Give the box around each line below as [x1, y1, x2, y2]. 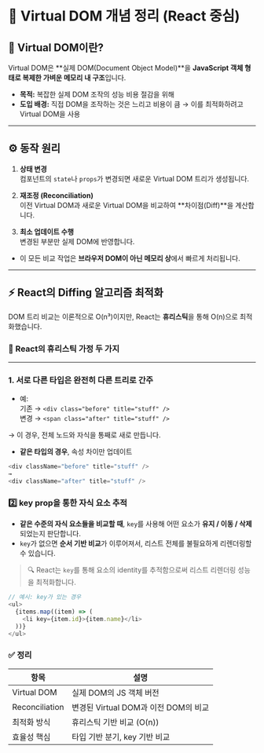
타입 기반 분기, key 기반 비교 [71, 731, 170, 742]
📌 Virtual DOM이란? [8, 41, 104, 54]
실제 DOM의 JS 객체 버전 [71, 687, 159, 698]
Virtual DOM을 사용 [19, 109, 81, 119]
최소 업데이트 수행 [19, 227, 75, 236]
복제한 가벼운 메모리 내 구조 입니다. [22, 73, 126, 82]
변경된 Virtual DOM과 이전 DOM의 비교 [71, 702, 210, 713]
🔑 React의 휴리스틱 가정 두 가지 [8, 343, 120, 354]
